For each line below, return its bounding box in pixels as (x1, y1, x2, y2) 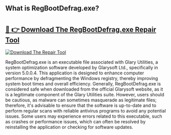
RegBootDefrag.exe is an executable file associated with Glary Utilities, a (5, 59, 158, 65)
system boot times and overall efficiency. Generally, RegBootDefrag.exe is (5, 81, 161, 87)
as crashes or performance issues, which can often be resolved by (5, 119, 146, 124)
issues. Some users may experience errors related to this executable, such (5, 113, 162, 119)
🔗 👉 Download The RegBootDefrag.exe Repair (5, 25, 157, 34)
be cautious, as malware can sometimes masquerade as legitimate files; (5, 97, 157, 103)
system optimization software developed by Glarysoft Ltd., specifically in (5, 65, 158, 70)
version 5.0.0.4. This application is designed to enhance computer (5, 70, 144, 76)
